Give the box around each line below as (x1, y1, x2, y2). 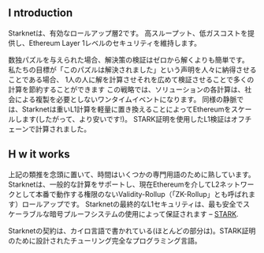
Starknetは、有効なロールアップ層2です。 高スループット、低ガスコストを (8, 28, 248, 38)
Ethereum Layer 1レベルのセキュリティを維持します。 (28, 38, 202, 47)
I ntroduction (8, 6, 73, 20)
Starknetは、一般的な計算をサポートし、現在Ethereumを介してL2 (8, 179, 220, 189)
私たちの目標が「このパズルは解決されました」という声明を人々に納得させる (8, 65, 257, 74)
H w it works (8, 148, 71, 161)
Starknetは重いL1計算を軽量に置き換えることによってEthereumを (21, 104, 232, 114)
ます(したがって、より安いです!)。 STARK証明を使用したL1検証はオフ (21, 114, 245, 123)
